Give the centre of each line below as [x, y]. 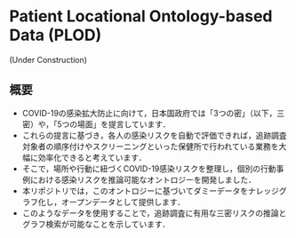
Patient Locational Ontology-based [141, 16]
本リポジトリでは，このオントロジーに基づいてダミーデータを [135, 190]
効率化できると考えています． [92, 157]
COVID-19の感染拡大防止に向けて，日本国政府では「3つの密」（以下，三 [153, 113]
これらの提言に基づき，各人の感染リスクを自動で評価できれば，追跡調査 [154, 135]
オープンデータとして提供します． [123, 202]
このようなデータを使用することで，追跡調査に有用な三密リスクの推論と [154, 213]
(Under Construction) [48, 59]
